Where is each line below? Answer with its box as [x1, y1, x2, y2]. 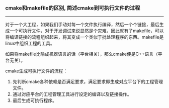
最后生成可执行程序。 [12, 97, 57, 103]
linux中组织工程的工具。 [5, 40, 55, 46]
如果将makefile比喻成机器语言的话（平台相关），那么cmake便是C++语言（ [5, 51, 158, 57]
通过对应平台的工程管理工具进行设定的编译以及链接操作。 [12, 91, 132, 97]
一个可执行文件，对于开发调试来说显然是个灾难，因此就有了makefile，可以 [9, 28, 164, 34]
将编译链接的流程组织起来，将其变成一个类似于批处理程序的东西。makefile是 [5, 34, 164, 40]
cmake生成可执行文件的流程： [5, 68, 68, 74]
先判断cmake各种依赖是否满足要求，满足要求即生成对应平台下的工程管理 [12, 79, 163, 85]
